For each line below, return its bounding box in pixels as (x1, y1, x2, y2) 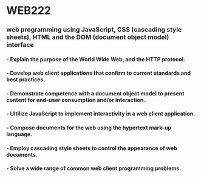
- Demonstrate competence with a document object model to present (6, 89, 185, 97)
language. (6, 131, 33, 138)
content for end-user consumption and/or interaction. (6, 96, 146, 103)
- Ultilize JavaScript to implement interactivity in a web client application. (6, 110, 196, 117)
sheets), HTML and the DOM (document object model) (6, 33, 169, 41)
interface (6, 41, 35, 49)
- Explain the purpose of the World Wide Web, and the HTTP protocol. (6, 55, 186, 63)
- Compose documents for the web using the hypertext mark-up (6, 124, 172, 131)
